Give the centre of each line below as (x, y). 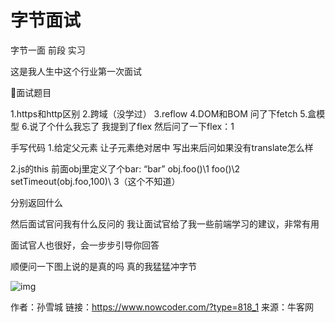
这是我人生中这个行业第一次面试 (76, 71)
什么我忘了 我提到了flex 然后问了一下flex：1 (145, 126)
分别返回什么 (36, 202)
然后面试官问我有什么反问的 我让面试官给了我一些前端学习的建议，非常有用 (165, 223)
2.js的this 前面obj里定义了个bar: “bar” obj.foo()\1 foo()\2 (125, 168)
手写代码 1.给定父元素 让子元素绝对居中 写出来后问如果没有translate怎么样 (162, 147)
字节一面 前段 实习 (48, 50)
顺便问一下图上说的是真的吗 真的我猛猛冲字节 (103, 266)
